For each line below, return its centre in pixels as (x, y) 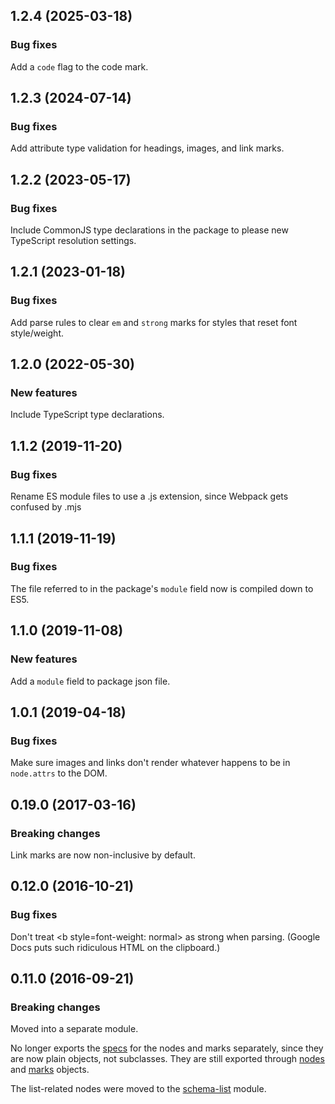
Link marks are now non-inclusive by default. (103, 855)
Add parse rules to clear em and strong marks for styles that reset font (154, 322)
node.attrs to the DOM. (59, 773)
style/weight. (37, 333)
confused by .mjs (46, 507)
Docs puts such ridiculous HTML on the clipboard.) (115, 947)
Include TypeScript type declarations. (87, 415)
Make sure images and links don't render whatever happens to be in (150, 763)
